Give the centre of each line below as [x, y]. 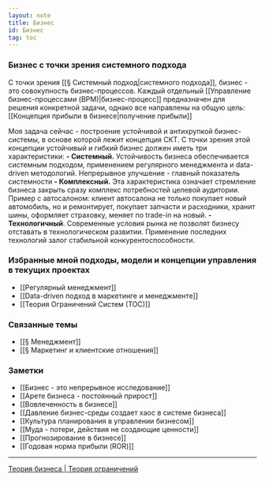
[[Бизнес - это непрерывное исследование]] [95, 388]
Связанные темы [43, 324]
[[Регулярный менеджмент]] [68, 287]
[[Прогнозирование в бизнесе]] [73, 438]
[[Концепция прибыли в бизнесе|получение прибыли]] [100, 116]
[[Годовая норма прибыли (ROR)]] [77, 446]
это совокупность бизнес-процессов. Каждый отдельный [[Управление [129, 91]
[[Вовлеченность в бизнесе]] [69, 405]
